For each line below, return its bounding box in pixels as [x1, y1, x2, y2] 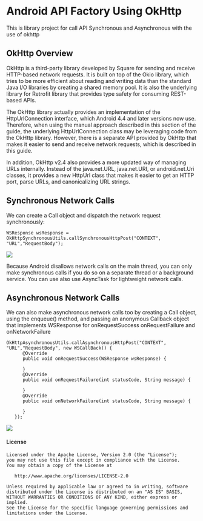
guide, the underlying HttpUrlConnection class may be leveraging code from [6, 127, 197, 134]
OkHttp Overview [6, 48, 73, 59]
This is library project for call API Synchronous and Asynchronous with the [6, 24, 192, 32]
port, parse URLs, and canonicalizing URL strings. [6, 178, 131, 185]
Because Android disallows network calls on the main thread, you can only [6, 262, 193, 270]
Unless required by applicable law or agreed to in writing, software [6, 483, 188, 489]
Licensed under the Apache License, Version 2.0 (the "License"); [6, 451, 178, 458]
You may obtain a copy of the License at [6, 462, 113, 468]
